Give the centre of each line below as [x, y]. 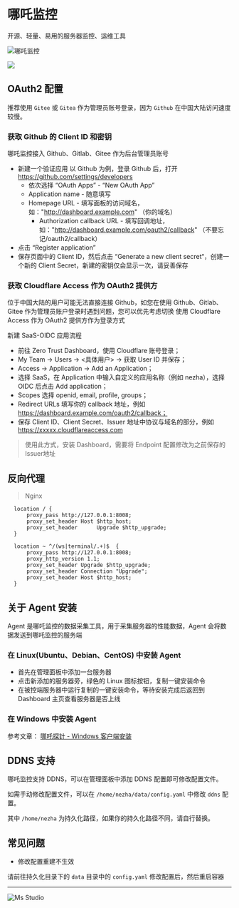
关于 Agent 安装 [42, 607]
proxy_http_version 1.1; [63, 559]
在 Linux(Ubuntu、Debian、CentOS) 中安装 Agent [94, 655]
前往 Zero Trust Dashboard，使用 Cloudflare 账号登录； [99, 351]
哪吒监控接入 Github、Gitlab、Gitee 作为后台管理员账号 [88, 153]
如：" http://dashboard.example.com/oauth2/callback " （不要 [128, 230]
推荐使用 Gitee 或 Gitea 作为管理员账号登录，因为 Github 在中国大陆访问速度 [119, 107]
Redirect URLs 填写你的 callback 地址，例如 [81, 404]
